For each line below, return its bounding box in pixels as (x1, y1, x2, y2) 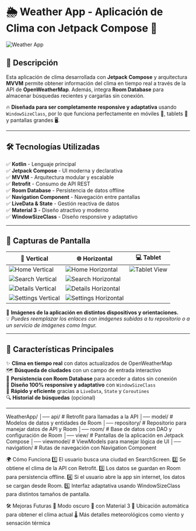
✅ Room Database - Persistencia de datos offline (6, 187, 125, 194)
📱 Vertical (20, 254, 48, 263)
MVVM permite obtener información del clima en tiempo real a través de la (6, 80, 186, 87)
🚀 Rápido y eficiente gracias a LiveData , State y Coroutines (6, 388, 150, 395)
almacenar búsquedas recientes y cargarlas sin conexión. (6, 92, 145, 99)
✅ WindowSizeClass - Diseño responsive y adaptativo (6, 213, 138, 220)
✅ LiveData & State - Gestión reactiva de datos (6, 200, 120, 207)
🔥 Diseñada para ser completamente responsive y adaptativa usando (6, 104, 177, 111)
